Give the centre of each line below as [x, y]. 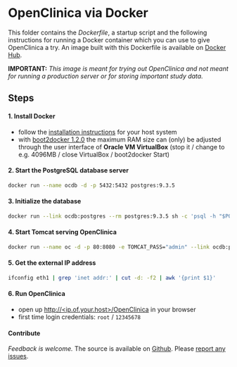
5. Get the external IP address [52, 263]
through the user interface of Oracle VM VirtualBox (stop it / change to [121, 147]
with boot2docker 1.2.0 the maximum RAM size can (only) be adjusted [120, 139]
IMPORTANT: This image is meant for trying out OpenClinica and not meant [118, 68]
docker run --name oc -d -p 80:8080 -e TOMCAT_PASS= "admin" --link [109, 247]
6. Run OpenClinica [37, 294]
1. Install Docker [32, 116]
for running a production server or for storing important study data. [105, 76]
